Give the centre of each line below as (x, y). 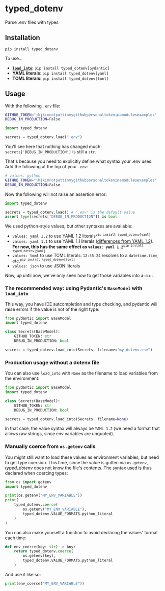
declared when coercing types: (37, 473)
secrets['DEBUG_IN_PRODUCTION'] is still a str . (51, 152)
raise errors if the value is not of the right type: (52, 309)
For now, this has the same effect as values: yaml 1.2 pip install (78, 246)
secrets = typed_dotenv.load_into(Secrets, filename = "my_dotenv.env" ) (79, 350)
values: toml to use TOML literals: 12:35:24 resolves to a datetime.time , (85, 255)
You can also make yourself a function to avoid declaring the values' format (82, 532)
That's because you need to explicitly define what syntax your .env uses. (79, 161)
